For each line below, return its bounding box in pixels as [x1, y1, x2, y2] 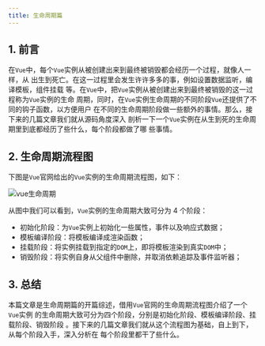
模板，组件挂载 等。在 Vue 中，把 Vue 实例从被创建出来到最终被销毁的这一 [14, 85, 247, 95]
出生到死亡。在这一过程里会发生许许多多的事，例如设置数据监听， [30, 75, 246, 85]
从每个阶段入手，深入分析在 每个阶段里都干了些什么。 [8, 329, 184, 340]
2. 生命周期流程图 [8, 149, 93, 163]
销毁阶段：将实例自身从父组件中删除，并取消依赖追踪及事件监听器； [19, 252, 242, 261]
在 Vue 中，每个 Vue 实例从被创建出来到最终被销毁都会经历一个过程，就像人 [8, 65, 244, 75]
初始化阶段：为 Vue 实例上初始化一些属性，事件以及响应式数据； [19, 223, 225, 232]
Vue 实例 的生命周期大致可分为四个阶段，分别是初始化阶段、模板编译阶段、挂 [8, 310, 257, 320]
